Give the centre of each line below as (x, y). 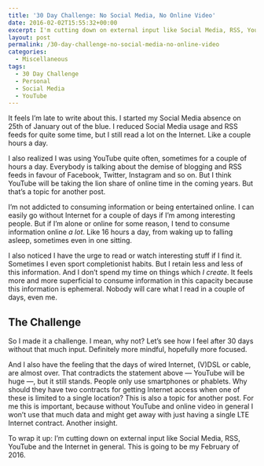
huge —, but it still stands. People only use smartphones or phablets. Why (128, 381)
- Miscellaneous (42, 60)
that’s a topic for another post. (57, 192)
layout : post (29, 37)
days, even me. (33, 297)
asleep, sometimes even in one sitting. (70, 240)
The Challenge (45, 322)
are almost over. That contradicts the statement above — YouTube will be (126, 373)
